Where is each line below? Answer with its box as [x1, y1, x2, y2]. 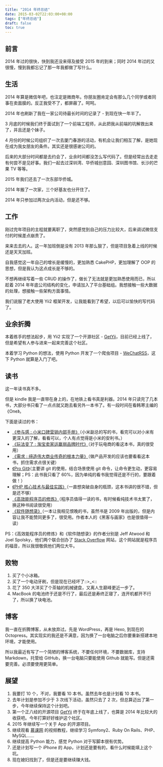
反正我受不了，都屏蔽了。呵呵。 [34, 100, 98, 106]
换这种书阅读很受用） [12, 502, 55, 508]
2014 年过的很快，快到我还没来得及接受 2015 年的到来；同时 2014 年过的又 [5, 58, 155, 64]
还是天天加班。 [5, 249, 35, 255]
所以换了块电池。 [20, 597, 55, 602]
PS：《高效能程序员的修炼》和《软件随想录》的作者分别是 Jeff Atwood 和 [5, 531, 150, 537]
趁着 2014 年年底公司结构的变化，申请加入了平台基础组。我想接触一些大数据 [5, 282, 158, 288]
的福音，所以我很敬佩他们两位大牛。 [5, 543, 78, 549]
